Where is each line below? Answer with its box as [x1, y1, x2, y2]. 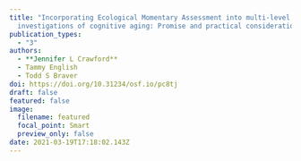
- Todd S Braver [17, 72, 78, 80]
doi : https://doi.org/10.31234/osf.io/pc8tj [9, 80, 178, 89]
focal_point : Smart [17, 122, 90, 131]
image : [9, 105, 34, 114]
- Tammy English [17, 64, 78, 72]
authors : [9, 47, 42, 55]
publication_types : [9, 30, 82, 38]
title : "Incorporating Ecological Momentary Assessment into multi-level [9, 13, 291, 22]
